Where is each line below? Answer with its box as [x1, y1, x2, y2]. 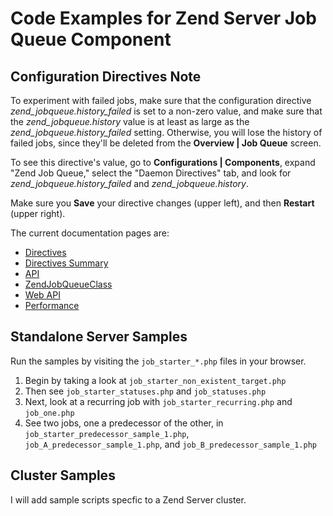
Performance [24, 300, 80, 311]
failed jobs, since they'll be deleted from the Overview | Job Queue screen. [10, 137, 322, 149]
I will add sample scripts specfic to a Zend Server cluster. [10, 493, 247, 506]
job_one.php [24, 408, 75, 418]
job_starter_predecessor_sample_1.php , [24, 427, 190, 439]
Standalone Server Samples [10, 328, 188, 346]
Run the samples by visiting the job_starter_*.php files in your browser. [10, 355, 307, 367]
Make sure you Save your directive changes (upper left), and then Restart [10, 197, 315, 209]
